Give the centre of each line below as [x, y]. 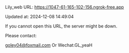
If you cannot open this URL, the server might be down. [61, 26]
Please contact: [21, 36]
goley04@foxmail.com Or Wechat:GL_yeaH [49, 45]
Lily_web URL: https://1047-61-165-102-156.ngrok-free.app [64, 7]
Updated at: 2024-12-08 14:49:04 [39, 16]
